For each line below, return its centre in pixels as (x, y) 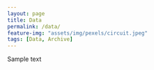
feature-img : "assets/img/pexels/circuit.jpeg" (78, 33)
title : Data (24, 20)
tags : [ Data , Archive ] (40, 40)
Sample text (24, 59)
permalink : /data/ (34, 26)
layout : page (26, 14)
